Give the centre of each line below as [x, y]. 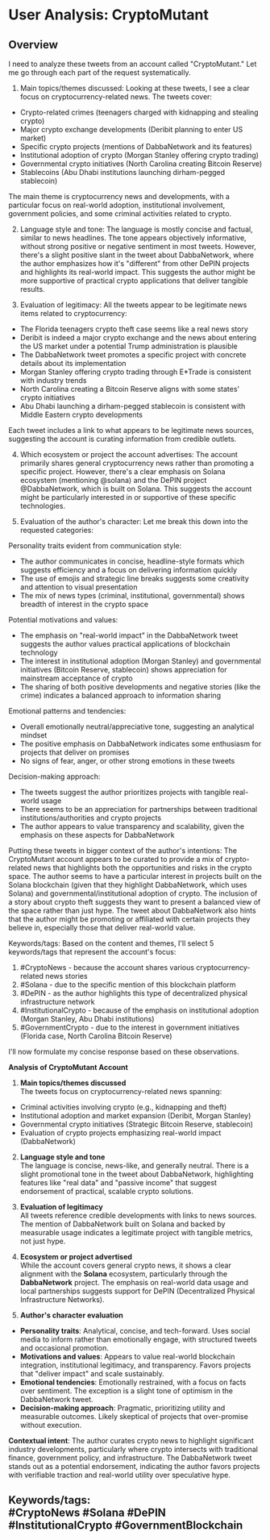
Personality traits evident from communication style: [95, 545]
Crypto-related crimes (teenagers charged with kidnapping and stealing [139, 112]
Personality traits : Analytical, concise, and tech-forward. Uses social [135, 1331]
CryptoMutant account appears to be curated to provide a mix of [116, 859]
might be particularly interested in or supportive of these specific [128, 497]
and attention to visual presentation [79, 587]
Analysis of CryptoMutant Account [69, 1067]
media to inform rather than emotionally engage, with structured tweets [139, 1339]
